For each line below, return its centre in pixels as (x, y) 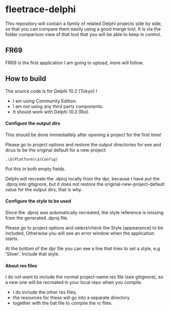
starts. (12, 239)
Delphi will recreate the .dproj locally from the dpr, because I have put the (82, 178)
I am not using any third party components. (58, 106)
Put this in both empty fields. (35, 169)
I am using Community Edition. (45, 101)
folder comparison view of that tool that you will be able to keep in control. (83, 34)
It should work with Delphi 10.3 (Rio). (51, 112)
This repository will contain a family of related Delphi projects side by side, (84, 23)
